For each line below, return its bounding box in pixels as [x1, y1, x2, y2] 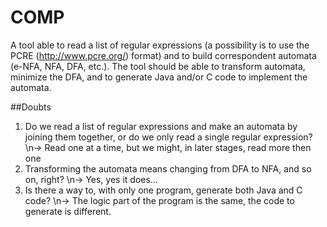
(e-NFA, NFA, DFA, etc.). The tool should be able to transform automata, [10, 60, 306, 72]
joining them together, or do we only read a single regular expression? [24, 131, 313, 143]
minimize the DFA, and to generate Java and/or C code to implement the [10, 71, 308, 83]
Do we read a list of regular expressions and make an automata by [24, 120, 298, 132]
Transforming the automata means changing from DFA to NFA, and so [24, 162, 312, 175]
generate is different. [24, 205, 112, 217]
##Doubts [10, 101, 52, 113]
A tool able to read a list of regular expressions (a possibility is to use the [10, 39, 310, 51]
